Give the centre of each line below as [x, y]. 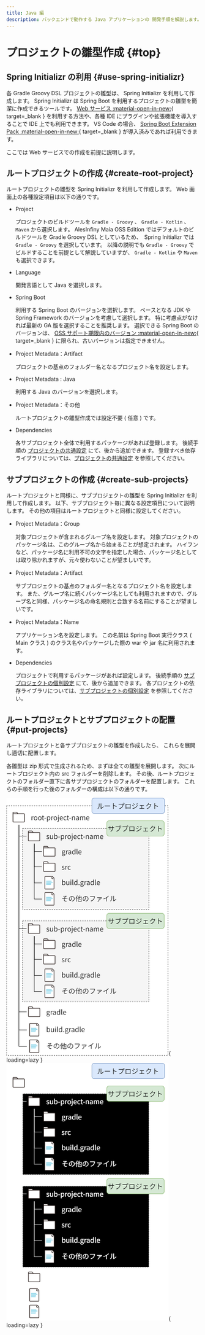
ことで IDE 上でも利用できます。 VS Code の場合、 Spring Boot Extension [104, 123]
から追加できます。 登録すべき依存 [152, 451]
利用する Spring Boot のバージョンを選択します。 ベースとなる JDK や [103, 310]
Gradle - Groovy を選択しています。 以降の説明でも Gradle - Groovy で [105, 245]
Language [28, 273]
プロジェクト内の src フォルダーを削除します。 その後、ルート [95, 773]
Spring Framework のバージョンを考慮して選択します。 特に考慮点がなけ [106, 318]
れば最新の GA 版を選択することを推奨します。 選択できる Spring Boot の [107, 325]
